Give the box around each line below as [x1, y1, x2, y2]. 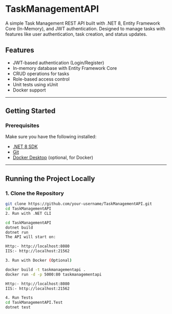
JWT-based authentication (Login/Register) [12, 60, 104, 66]
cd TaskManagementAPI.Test [5, 300, 63, 305]
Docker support [12, 87, 46, 93]
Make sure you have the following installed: [5, 134, 97, 140]
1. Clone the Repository [5, 190, 64, 197]
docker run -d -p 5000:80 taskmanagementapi [5, 272, 102, 277]
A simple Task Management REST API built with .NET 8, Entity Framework [5, 20, 160, 26]
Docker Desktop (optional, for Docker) [12, 155, 94, 161]
